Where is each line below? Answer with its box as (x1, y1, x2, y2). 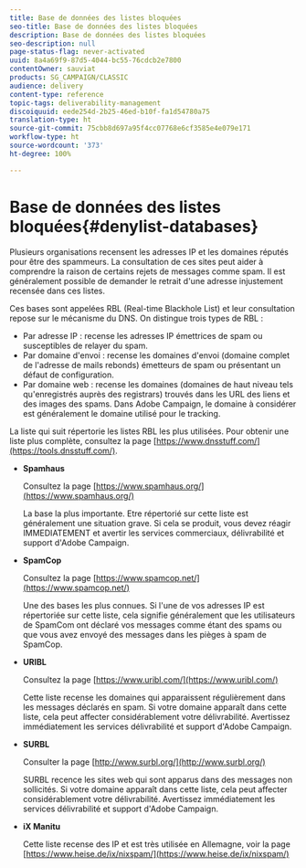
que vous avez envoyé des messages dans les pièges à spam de (22, 629, 267, 640)
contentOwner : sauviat (9, 65, 96, 74)
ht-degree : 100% (9, 149, 71, 158)
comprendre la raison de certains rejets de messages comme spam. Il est (9, 266, 286, 277)
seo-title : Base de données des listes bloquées (9, 22, 198, 31)
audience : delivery (9, 81, 84, 90)
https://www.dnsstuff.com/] (156, 435, 260, 446)
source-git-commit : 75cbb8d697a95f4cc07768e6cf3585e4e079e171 (9, 124, 251, 133)
